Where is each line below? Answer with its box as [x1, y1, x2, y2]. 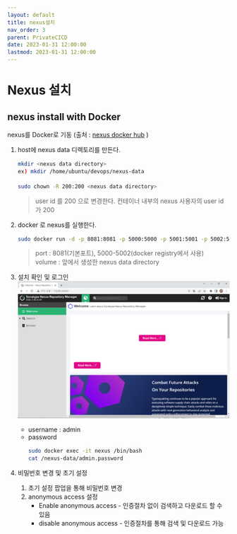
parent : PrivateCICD [7, 34, 68, 41]
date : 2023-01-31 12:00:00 [7, 41, 87, 49]
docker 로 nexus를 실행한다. [17, 220, 97, 229]
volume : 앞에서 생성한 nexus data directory [35, 258, 160, 267]
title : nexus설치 [7, 18, 55, 26]
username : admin [28, 425, 81, 434]
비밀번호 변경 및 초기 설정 [17, 469, 88, 477]
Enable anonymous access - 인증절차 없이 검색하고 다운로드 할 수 [38, 501, 223, 510]
